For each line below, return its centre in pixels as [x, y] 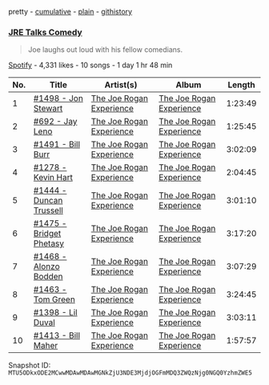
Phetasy [49, 243]
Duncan [48, 201]
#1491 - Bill [57, 145]
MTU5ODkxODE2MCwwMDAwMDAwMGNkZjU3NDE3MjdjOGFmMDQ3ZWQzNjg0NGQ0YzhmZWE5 [130, 373]
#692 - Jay [55, 122]
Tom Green [54, 299]
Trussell [48, 211]
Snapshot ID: [30, 365]
